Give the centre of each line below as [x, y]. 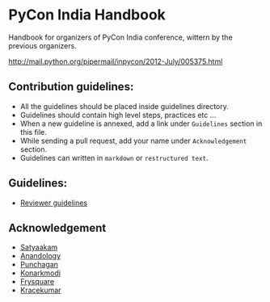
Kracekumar [40, 290]
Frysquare [37, 282]
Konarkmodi [40, 273]
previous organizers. [42, 45]
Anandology [40, 256]
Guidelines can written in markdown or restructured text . [114, 157]
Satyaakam [39, 247]
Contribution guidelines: [71, 87]
